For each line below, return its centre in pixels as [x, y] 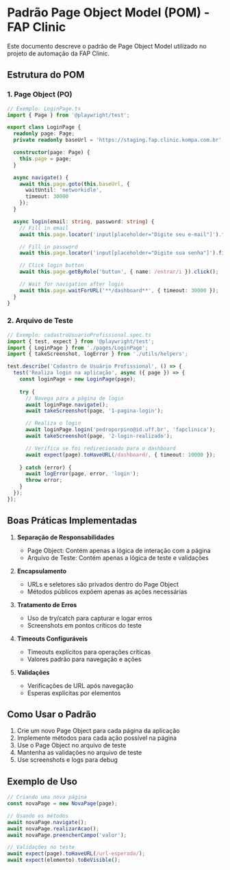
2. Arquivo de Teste [40, 321]
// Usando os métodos [38, 816]
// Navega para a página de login [75, 398]
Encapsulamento [42, 571]
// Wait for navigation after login [72, 284]
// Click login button [52, 266]
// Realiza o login [53, 423]
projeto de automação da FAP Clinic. [59, 53]
